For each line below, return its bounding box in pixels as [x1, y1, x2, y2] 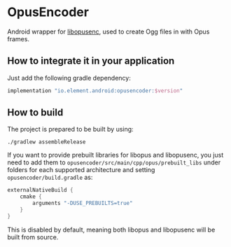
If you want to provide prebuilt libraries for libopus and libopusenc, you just [7, 151, 224, 160]
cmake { [20, 193, 42, 200]
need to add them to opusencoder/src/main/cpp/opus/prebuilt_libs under [7, 158, 221, 167]
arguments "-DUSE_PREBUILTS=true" [32, 200, 133, 207]
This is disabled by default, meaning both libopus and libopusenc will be [7, 225, 216, 234]
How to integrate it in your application [7, 55, 175, 67]
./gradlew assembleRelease [7, 139, 86, 146]
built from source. [7, 232, 59, 241]
